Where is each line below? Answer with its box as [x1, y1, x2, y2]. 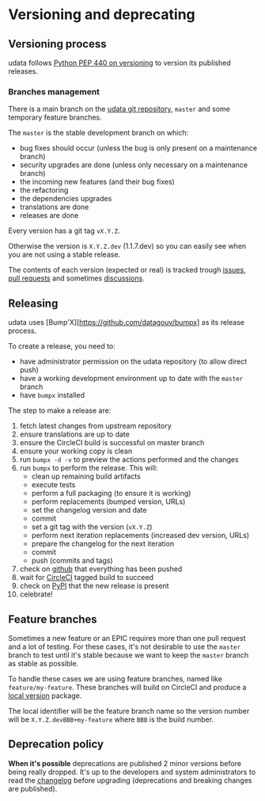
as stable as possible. [8, 658, 79, 668]
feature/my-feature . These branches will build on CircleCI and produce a [8, 682, 247, 692]
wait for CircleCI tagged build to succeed [19, 573, 154, 582]
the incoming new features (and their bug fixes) [19, 177, 176, 187]
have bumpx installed [19, 391, 85, 400]
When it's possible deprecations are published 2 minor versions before [8, 758, 242, 768]
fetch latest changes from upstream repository [19, 421, 172, 431]
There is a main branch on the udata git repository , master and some [8, 105, 231, 114]
